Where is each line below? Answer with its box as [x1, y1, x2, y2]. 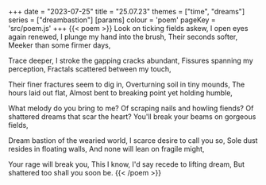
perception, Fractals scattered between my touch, [8, 64, 172, 74]
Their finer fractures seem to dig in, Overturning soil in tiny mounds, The [8, 79, 245, 89]
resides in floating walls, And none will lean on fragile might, [8, 145, 205, 153]
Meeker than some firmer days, [8, 40, 111, 50]
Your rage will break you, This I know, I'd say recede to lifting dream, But [8, 160, 245, 169]
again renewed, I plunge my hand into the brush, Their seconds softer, [8, 32, 238, 41]
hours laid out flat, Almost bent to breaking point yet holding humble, [8, 88, 233, 98]
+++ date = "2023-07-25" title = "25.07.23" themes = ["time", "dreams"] [8, 7, 245, 16]
